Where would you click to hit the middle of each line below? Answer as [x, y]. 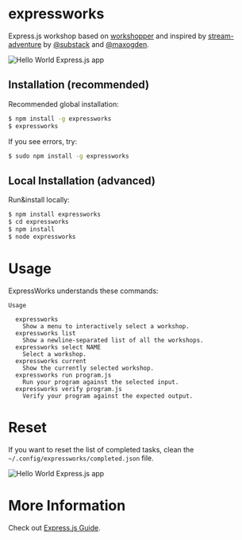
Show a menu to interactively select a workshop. [106, 326]
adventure [25, 44]
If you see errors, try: [43, 141]
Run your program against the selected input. [101, 382]
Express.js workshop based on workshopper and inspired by [107, 36]
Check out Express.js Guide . [54, 527]
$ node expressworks [42, 237]
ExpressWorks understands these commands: [83, 291]
